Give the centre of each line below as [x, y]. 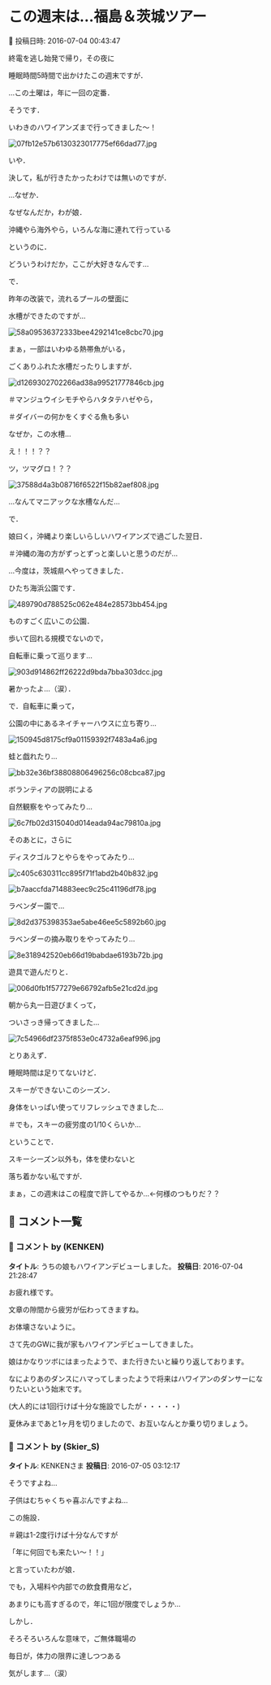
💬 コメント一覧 [45, 1222]
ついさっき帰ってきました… [54, 1022]
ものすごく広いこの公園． [51, 621]
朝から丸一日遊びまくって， [54, 1005]
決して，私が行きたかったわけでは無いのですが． [90, 177]
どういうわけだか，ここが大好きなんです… [79, 264]
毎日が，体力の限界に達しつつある [65, 1656]
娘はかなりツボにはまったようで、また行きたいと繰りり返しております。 [129, 1361]
